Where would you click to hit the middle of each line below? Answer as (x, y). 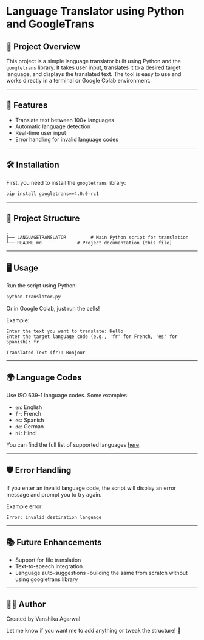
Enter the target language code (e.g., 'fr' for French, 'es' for (92, 337)
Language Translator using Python (95, 11)
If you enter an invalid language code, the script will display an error (91, 488)
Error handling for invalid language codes (67, 139)
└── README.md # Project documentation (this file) (89, 243)
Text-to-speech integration (49, 566)
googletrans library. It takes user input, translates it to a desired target (93, 67)
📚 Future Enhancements (54, 542)
